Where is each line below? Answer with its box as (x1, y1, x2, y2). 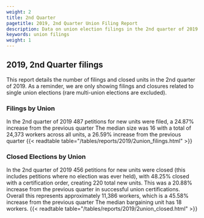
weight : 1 (6, 37, 32, 43)
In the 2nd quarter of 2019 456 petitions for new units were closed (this (6, 166, 186, 174)
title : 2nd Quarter (6, 15, 56, 21)
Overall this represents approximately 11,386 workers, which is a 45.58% (6, 192, 189, 200)
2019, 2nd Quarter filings (6, 60, 104, 70)
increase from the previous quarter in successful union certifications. (6, 186, 180, 193)
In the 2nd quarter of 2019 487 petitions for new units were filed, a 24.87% (6, 118, 194, 125)
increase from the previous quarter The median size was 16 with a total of (6, 124, 191, 132)
